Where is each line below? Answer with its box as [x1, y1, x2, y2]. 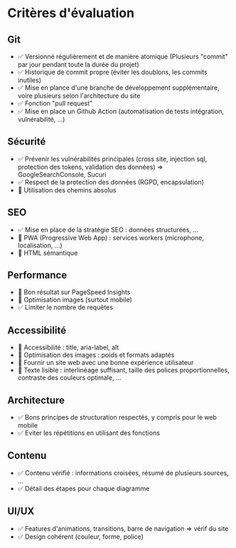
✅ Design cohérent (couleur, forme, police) [17, 532, 144, 541]
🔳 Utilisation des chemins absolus [17, 185, 117, 194]
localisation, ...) [17, 241, 63, 249]
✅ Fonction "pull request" [17, 99, 93, 108]
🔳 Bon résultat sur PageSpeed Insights [17, 288, 131, 296]
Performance [7, 269, 68, 281]
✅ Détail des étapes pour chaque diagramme [17, 484, 150, 492]
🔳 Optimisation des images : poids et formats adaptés [17, 351, 175, 359]
